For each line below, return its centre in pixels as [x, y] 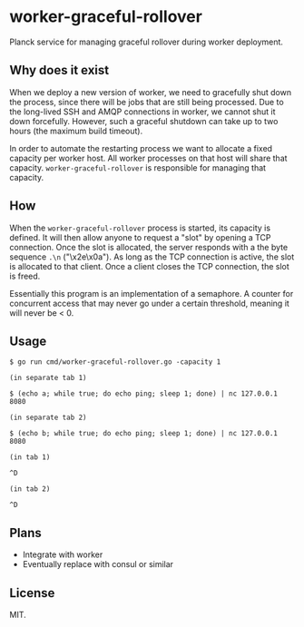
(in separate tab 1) [49, 378]
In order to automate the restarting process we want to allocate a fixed [141, 148]
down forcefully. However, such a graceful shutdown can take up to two [144, 121]
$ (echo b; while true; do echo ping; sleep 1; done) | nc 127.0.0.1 [144, 434]
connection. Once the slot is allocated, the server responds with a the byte [149, 247]
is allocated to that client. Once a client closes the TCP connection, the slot [150, 266]
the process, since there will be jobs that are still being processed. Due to [147, 102]
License [32, 593]
